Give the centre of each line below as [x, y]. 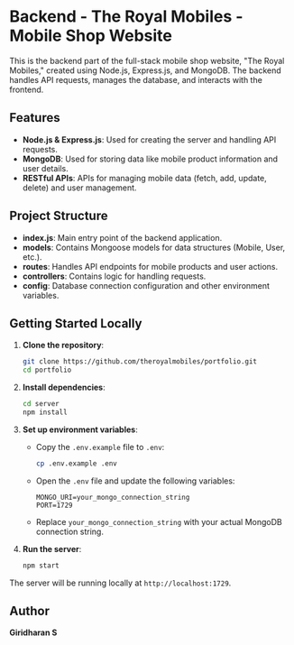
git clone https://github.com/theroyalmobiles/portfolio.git [140, 362]
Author [29, 611]
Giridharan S [33, 632]
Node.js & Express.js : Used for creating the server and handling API [149, 139]
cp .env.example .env [76, 463]
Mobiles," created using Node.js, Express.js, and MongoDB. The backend [145, 70]
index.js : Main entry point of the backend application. [122, 237]
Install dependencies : [64, 387]
